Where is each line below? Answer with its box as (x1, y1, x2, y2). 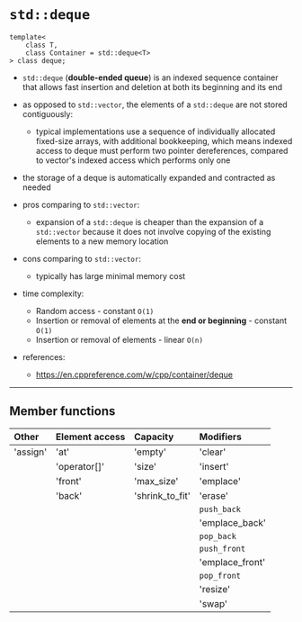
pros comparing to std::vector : (22, 199, 140, 210)
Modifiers (199, 430, 243, 443)
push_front (199, 543, 245, 554)
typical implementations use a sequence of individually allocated (35, 126, 276, 137)
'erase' (199, 489, 229, 501)
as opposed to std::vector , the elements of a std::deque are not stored (22, 99, 288, 110)
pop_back (199, 531, 236, 541)
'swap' (199, 597, 227, 609)
